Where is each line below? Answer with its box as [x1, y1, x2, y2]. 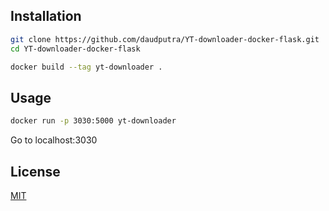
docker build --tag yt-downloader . [10, 62, 163, 72]
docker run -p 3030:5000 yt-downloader [10, 116, 177, 126]
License [10, 163, 61, 180]
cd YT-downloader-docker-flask [10, 44, 141, 54]
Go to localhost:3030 [10, 134, 98, 146]
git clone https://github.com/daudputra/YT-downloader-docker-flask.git [10, 34, 320, 44]
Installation [10, 8, 82, 25]
